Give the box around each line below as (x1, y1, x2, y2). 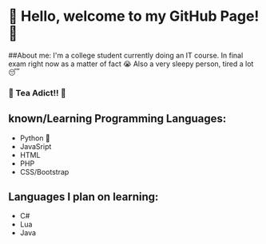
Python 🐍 (19, 133, 50, 143)
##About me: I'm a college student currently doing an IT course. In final (8, 50, 244, 60)
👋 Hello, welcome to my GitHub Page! (8, 7, 260, 26)
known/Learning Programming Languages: (8, 112, 227, 126)
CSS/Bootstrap (19, 167, 69, 176)
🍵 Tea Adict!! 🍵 (8, 87, 66, 98)
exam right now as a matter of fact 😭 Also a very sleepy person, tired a (8, 59, 244, 69)
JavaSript (19, 141, 52, 151)
